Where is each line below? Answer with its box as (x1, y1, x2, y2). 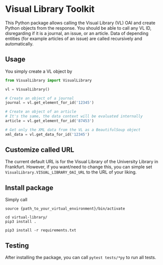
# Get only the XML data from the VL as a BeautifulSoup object (5, 127, 141, 132)
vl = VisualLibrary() (5, 87, 50, 92)
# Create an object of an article (5, 109, 77, 114)
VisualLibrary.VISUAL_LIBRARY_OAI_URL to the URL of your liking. (5, 169, 137, 175)
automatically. (5, 41, 34, 46)
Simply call (5, 197, 28, 203)
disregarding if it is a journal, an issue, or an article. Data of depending (5, 30, 149, 36)
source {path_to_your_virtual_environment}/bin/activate (5, 206, 125, 211)
